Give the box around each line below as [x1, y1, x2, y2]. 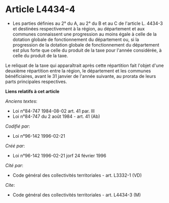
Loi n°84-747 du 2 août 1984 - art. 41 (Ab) [12, 113, 100, 119]
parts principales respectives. [5, 78, 67, 85]
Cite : [5, 182, 15, 188]
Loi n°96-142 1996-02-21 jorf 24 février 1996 [12, 152, 106, 158]
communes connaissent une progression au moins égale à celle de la [12, 31, 157, 37]
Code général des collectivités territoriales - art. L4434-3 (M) [12, 191, 141, 198]
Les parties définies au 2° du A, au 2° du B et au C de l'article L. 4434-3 [12, 20, 163, 26]
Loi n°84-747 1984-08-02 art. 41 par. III [12, 108, 95, 114]
